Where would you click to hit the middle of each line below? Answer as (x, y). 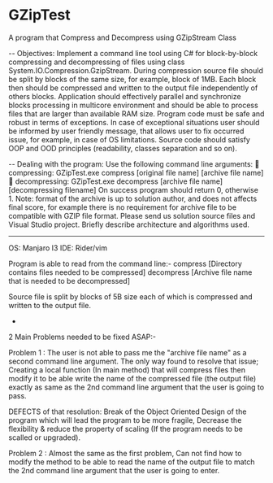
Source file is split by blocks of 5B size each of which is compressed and (131, 296)
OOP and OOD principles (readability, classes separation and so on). (123, 148)
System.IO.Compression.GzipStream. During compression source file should (136, 70)
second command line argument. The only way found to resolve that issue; (133, 361)
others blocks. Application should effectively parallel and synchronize (125, 96)
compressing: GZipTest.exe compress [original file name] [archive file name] (136, 172)
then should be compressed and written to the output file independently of (133, 88)
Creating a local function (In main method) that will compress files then (127, 370)
